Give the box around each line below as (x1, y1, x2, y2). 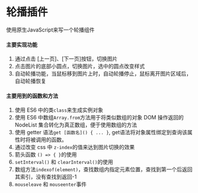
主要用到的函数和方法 (6, 92, 58, 99)
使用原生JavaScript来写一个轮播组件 (6, 26, 95, 33)
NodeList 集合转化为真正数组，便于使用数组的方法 (14, 121, 138, 128)
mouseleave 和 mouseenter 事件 (14, 181, 87, 188)
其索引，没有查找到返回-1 (14, 173, 77, 181)
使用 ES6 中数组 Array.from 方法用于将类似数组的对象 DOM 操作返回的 (14, 114, 184, 121)
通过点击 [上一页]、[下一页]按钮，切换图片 (14, 55, 118, 62)
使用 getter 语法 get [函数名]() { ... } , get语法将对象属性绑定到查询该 (14, 129, 188, 136)
